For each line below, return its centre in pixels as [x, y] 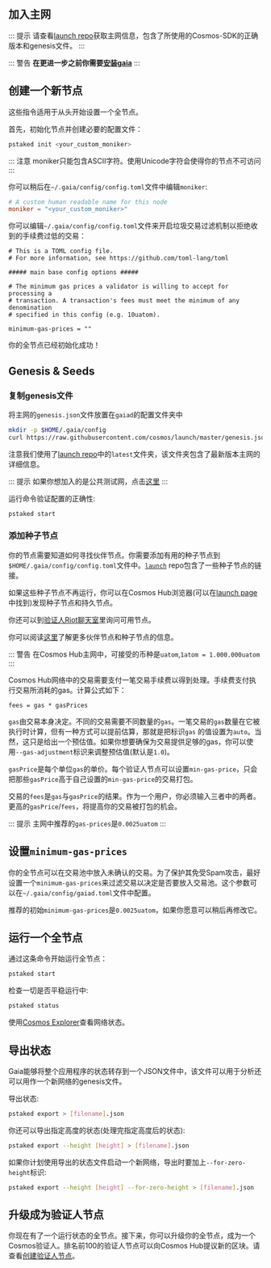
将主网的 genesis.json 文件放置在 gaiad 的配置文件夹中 [96, 414]
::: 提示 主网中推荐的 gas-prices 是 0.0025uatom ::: [88, 823]
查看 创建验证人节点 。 [44, 1256]
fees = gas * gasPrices [48, 705]
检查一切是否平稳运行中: [48, 991]
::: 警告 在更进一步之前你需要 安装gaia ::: [74, 62]
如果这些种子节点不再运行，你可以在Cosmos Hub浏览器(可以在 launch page [133, 592]
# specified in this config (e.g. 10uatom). [84, 315]
